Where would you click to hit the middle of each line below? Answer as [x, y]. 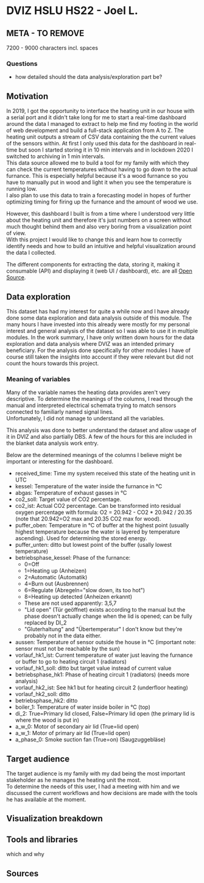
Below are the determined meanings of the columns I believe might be [94, 455]
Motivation [27, 96]
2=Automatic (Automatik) [56, 577]
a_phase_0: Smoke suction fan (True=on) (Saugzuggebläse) [90, 739]
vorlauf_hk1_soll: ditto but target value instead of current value [93, 668]
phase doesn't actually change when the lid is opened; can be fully [108, 616]
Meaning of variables [38, 379]
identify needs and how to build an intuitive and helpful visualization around [101, 246]
